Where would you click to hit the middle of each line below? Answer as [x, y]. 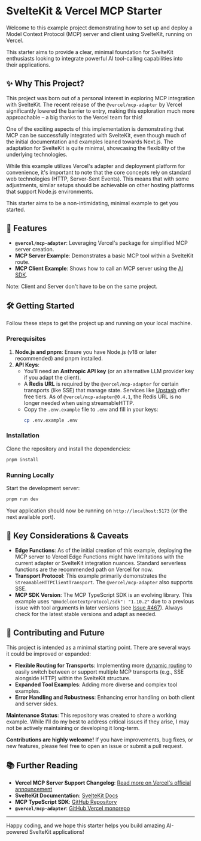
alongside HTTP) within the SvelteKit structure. [73, 678]
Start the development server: [43, 488]
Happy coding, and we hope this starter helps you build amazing [86, 825]
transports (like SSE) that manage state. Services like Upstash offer [106, 390]
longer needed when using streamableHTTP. [79, 403]
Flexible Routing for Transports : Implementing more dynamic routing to [103, 665]
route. [22, 262]
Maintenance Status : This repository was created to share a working [91, 715]
